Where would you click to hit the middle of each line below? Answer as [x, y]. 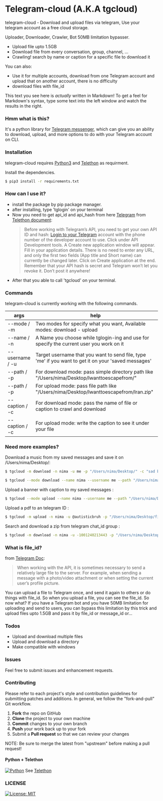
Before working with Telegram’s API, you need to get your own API [90, 229]
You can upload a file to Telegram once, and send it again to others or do [78, 592]
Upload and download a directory [45, 642]
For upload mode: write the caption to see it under [92, 423]
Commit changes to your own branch [49, 723]
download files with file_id [38, 86]
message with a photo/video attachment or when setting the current [85, 578]
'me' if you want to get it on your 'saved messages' [94, 361]
